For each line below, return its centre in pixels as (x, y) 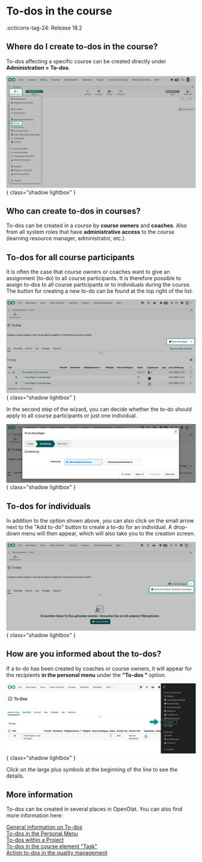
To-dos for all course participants (70, 257)
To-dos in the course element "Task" (52, 846)
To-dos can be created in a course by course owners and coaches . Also (97, 226)
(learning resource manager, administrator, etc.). (66, 239)
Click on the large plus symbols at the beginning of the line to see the (92, 769)
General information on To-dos (44, 827)
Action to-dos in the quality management (57, 853)
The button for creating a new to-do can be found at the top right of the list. (100, 291)
